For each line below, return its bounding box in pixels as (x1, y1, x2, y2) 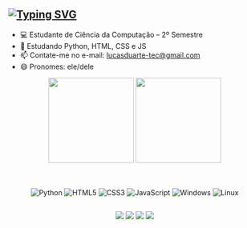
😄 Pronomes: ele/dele (19, 62, 95, 71)
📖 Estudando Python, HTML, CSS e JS (19, 41, 147, 50)
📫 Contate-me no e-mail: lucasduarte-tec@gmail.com (19, 50, 200, 60)
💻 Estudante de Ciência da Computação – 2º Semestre (19, 30, 203, 39)
